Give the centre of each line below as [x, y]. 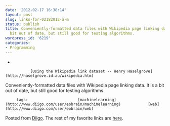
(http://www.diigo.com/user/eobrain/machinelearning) [63, 104]
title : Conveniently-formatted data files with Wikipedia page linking [82, 29]
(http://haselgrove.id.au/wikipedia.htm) [50, 76]
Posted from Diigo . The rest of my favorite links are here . [65, 118]
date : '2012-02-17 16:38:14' [36, 10]
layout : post [19, 15]
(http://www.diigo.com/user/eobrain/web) [50, 109]
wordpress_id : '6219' [28, 38]
